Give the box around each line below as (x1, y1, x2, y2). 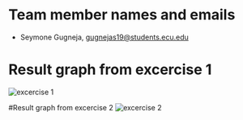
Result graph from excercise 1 (8, 60, 212, 79)
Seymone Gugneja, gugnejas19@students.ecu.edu (19, 32, 189, 42)
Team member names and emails (8, 6, 236, 24)
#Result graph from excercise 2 (8, 102, 113, 112)
